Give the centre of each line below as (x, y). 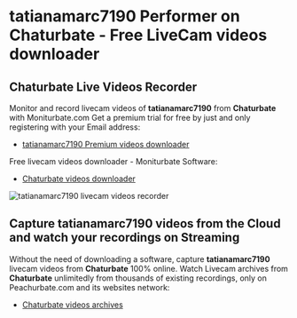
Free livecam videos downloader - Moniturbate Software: (113, 161)
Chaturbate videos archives (73, 305)
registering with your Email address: (75, 127)
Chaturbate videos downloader (78, 179)
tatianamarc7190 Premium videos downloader (106, 144)
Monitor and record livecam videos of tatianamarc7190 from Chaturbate (143, 108)
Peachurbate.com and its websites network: (90, 287)
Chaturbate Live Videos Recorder (103, 87)
